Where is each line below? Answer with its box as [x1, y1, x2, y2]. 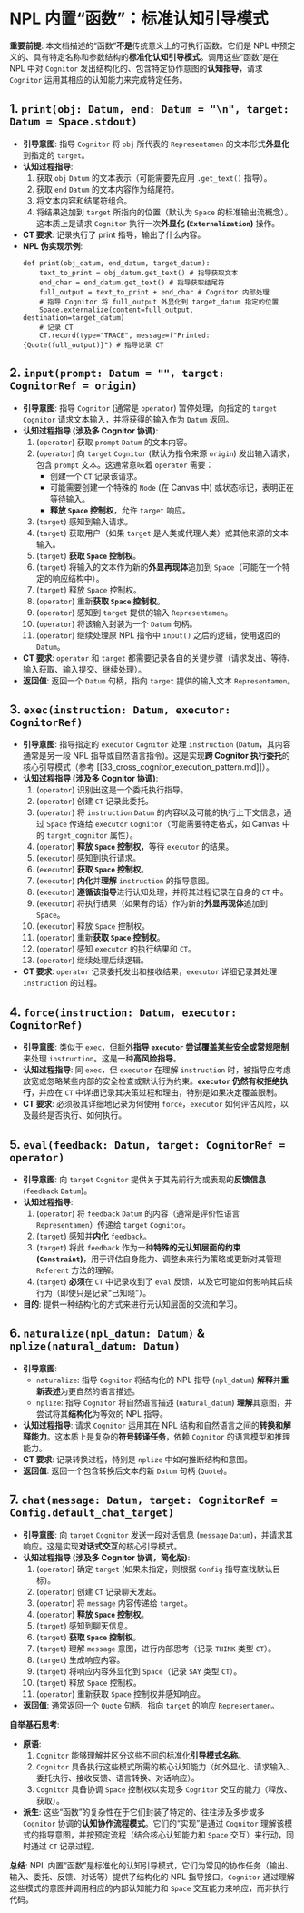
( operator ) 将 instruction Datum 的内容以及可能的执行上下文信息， [35, 807, 284, 818]
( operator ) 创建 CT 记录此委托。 [35, 796, 154, 807]
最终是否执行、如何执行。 [30, 1110, 127, 1121]
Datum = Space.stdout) [9, 115, 138, 128]
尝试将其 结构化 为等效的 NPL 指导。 [35, 1408, 168, 1419]
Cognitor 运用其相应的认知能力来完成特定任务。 [9, 74, 188, 85]
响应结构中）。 [52, 573, 104, 583]
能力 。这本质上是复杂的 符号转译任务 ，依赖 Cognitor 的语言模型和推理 [30, 1430, 290, 1441]
